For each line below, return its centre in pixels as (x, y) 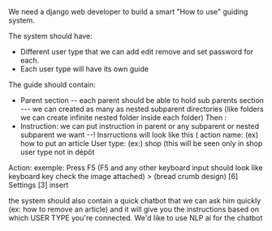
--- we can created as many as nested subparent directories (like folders (142, 109)
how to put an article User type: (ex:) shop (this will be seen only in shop (141, 143)
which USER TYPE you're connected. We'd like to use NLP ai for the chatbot (136, 218)
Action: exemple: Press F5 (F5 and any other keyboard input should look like (136, 168)
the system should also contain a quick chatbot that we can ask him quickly (135, 201)
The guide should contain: (52, 85)
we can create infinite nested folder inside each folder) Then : (123, 118)
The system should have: (50, 36)
